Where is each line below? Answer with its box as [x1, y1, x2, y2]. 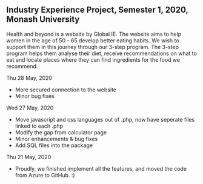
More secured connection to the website [15, 86, 117, 93]
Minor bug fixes [15, 92, 55, 99]
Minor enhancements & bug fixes [15, 135, 98, 142]
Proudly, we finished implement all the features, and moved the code [15, 165, 187, 172]
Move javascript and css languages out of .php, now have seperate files [15, 116, 195, 123]
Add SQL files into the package [15, 142, 93, 149]
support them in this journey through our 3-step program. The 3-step [6, 43, 179, 50]
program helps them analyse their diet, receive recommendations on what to [6, 50, 197, 57]
